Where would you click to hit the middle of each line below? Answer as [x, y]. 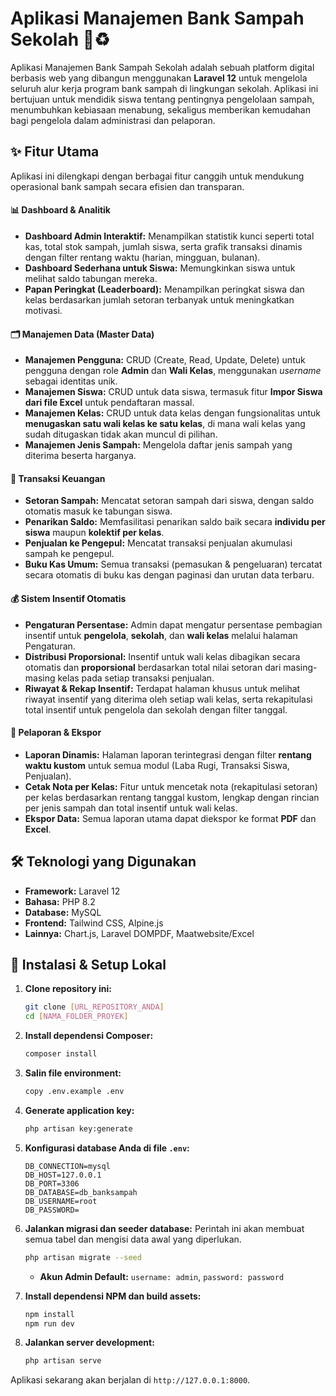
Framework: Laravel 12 [72, 891]
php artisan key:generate [78, 1128]
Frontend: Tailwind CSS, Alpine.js [94, 923]
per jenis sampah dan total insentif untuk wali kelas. [131, 808]
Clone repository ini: [68, 989]
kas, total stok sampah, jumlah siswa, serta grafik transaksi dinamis [163, 246]
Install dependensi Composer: [89, 1036]
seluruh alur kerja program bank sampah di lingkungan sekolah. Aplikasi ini [164, 88]
